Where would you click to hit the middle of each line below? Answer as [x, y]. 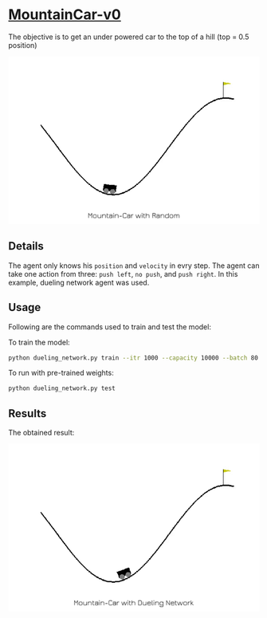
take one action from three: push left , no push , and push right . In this [123, 274]
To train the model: [39, 342]
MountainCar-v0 [65, 15]
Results [27, 413]
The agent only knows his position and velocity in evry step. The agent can [134, 266]
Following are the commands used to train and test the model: [110, 327]
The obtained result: [41, 433]
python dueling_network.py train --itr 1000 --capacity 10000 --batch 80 [133, 358]
